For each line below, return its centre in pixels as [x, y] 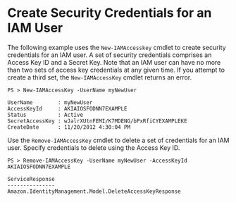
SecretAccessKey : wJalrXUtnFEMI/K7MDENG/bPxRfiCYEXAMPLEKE [98, 121]
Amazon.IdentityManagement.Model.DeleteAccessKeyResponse [94, 191]
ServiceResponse [31, 179]
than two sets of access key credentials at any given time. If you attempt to [116, 70]
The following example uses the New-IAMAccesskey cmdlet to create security [117, 47]
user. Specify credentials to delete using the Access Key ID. [94, 147]
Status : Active [45, 115]
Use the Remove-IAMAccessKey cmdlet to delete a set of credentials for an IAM [118, 140]
